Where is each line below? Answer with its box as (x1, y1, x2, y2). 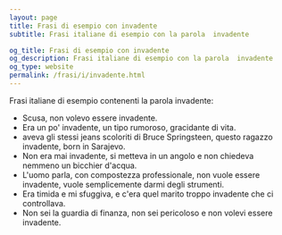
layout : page (9, 13, 58, 22)
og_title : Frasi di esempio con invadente (9, 46, 170, 55)
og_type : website (9, 63, 74, 71)
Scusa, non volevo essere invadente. (21, 113, 158, 123)
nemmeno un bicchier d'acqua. (21, 160, 137, 171)
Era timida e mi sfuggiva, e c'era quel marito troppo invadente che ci (21, 189, 274, 199)
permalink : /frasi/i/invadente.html (9, 71, 145, 80)
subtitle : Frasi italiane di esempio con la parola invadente (9, 29, 250, 38)
